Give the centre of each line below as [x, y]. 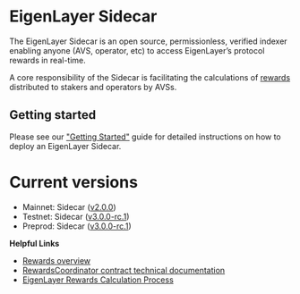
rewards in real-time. [48, 60]
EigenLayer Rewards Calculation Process [98, 280]
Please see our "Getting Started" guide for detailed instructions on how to [146, 137]
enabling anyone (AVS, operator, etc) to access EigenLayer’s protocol [137, 50]
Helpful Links [34, 243]
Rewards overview [56, 260]
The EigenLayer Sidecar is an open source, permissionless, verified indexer [149, 41]
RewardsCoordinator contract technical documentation [124, 270]
